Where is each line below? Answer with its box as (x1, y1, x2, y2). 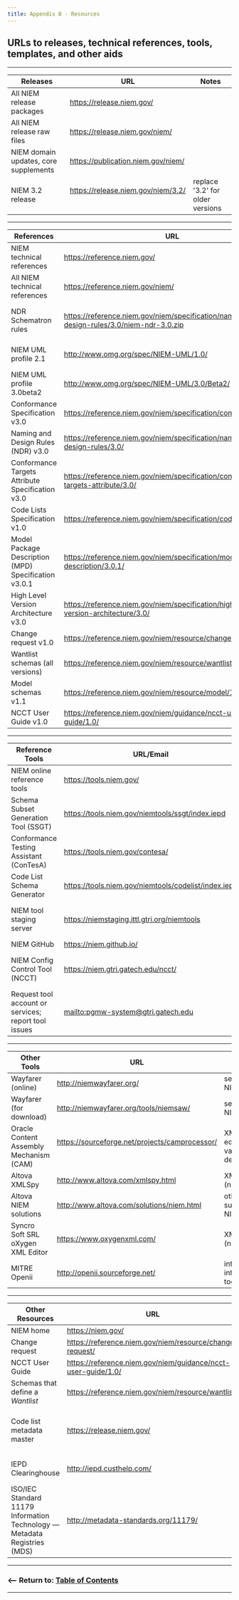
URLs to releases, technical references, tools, (7, 37, 213, 49)
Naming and (11, 429, 52, 439)
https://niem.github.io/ (63, 939, 139, 949)
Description (11, 553, 50, 563)
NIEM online (11, 766, 52, 776)
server (11, 924, 33, 934)
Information (11, 1511, 50, 1521)
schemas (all (11, 658, 54, 668)
